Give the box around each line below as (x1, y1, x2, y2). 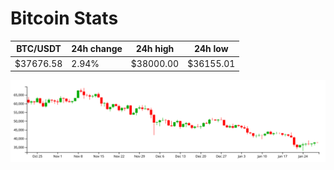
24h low (193, 43, 229, 55)
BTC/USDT (16, 43, 62, 55)
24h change (71, 43, 123, 55)
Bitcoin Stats (10, 7, 119, 30)
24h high (135, 43, 175, 55)
